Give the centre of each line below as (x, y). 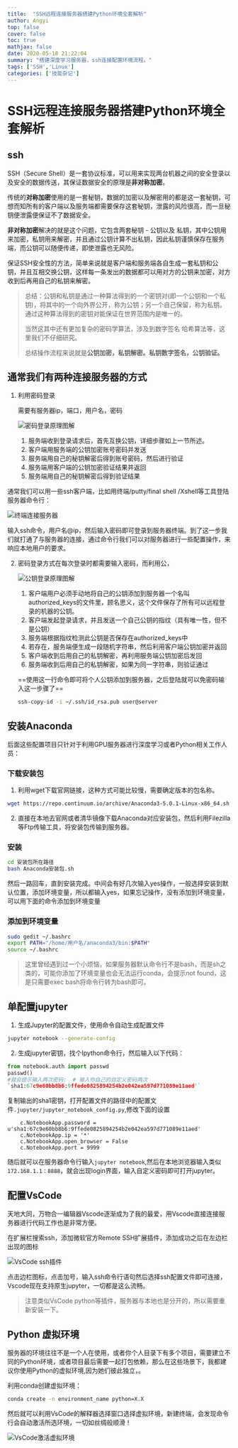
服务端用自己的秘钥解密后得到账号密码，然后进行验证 (106, 458)
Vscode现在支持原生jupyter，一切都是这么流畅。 (78, 1286)
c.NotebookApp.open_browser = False (74, 1142)
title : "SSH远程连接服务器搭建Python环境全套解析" (77, 14)
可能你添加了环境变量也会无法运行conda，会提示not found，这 (135, 973)
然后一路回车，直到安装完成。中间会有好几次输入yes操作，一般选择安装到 (115, 884)
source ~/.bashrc (33, 950)
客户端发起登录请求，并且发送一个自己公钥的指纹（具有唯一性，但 (124, 620)
